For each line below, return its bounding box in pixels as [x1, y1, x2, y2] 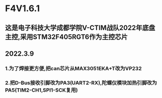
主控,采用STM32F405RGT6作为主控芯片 [5, 33, 128, 41]
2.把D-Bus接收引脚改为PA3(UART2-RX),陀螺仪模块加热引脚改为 [5, 79, 157, 86]
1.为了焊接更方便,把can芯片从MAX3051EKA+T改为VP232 [5, 65, 142, 72]
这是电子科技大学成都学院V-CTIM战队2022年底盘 [5, 23, 156, 32]
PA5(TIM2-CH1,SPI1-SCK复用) [5, 86, 78, 93]
